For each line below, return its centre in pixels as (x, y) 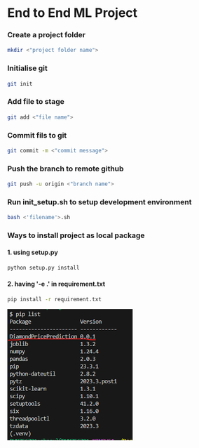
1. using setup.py (33, 252)
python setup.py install (43, 268)
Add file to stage (36, 102)
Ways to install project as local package (76, 235)
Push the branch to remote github (66, 169)
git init (20, 84)
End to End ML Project (73, 13)
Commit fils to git (37, 135)
